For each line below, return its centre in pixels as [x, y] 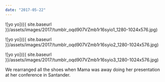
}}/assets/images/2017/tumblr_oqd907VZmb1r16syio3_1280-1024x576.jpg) [82, 60]
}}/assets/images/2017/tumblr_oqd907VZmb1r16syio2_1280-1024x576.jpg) [82, 45]
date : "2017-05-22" [26, 10]
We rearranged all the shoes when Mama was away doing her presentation [83, 69]
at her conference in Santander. [38, 75]
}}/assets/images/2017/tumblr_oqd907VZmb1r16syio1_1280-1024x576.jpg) [81, 29]
